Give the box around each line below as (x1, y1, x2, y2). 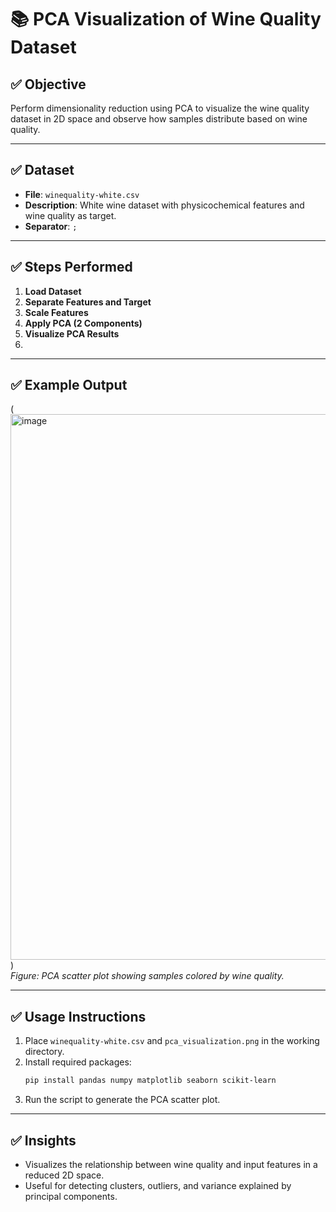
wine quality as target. (24, 209, 117, 221)
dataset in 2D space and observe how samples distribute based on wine (10, 113, 308, 125)
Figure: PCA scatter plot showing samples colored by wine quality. (10, 970, 285, 982)
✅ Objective (10, 76, 87, 93)
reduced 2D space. (24, 1169, 105, 1181)
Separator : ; (24, 220, 78, 232)
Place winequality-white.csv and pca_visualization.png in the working (24, 1035, 320, 1047)
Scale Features (24, 306, 89, 318)
